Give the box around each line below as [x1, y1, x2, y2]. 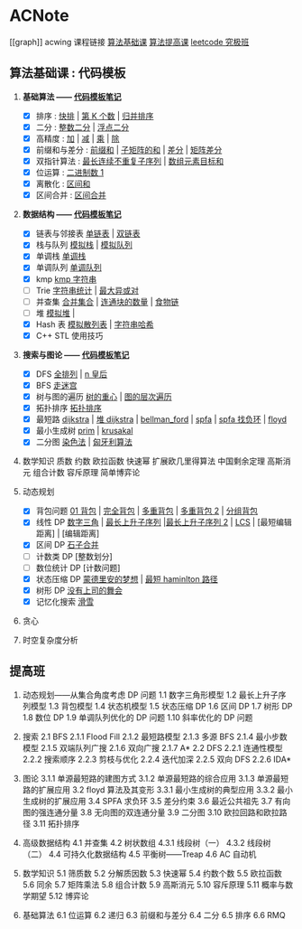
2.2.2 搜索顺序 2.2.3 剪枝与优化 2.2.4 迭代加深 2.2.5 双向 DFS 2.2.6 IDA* [22, 754, 292, 765]
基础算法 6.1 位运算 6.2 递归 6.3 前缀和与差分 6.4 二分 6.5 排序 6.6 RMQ [22, 909, 286, 920]
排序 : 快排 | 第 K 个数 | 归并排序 [35, 110, 154, 121]
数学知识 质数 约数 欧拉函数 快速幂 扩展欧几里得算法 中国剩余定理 [22, 455, 266, 466]
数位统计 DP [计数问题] [35, 562, 121, 573]
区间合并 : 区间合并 [35, 190, 106, 201]
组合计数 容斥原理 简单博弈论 [32, 467, 141, 478]
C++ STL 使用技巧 [35, 330, 104, 341]
